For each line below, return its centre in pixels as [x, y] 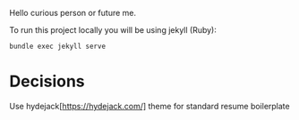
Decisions [47, 81]
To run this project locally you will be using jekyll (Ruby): [113, 30]
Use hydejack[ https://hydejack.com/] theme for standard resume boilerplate [149, 106]
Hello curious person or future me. [73, 13]
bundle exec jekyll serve [57, 46]
